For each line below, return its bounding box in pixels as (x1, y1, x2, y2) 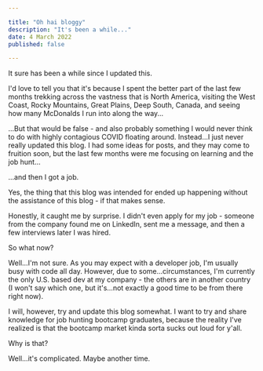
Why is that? (8, 339, 49, 348)
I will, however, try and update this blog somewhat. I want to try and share (8, 307, 247, 316)
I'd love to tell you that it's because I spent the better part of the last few (8, 84, 242, 93)
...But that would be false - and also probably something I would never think (8, 124, 253, 133)
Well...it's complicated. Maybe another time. (8, 354, 151, 363)
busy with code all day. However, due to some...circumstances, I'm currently (8, 267, 255, 276)
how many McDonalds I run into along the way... (8, 109, 164, 118)
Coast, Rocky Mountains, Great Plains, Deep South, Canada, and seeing (8, 100, 241, 110)
